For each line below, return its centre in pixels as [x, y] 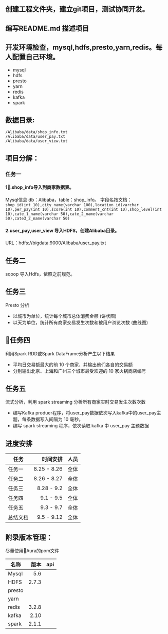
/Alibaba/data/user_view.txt [36, 141]
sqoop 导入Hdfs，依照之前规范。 [40, 274]
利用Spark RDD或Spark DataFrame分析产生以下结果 [60, 353]
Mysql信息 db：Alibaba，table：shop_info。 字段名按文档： [69, 200]
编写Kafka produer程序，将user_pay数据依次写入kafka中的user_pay [85, 413]
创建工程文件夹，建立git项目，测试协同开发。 [77, 9]
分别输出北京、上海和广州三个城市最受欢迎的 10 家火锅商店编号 [79, 371]
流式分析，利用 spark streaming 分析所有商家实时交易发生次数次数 [76, 402]
